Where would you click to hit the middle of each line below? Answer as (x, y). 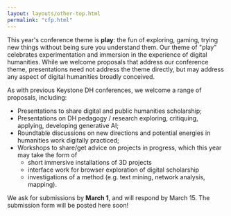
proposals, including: (37, 97)
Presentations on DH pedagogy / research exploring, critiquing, (108, 118)
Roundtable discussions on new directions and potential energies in (114, 133)
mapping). (42, 184)
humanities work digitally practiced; (68, 140)
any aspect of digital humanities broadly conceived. (81, 76)
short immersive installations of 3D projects (90, 162)
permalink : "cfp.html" (40, 20)
